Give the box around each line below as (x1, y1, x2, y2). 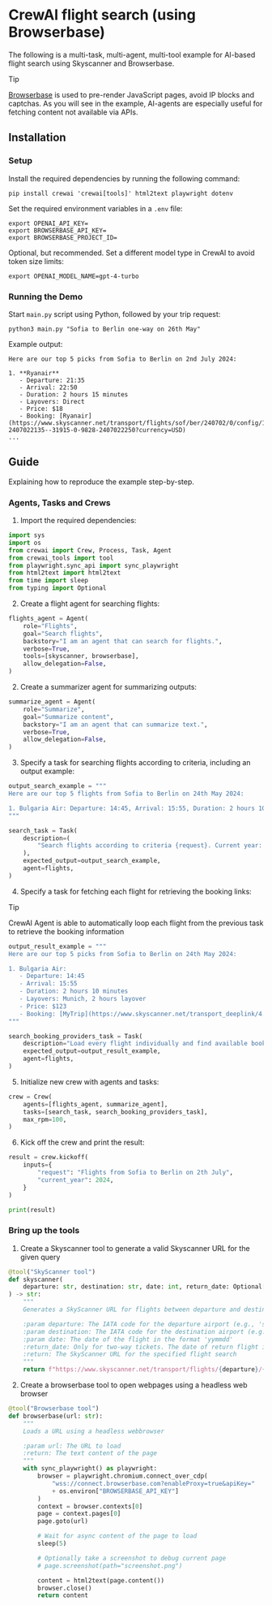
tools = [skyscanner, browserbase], (23, 652, 139, 660)
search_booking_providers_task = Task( (8, 1032, 143, 1041)
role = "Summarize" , (23, 705, 85, 713)
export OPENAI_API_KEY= (8, 219, 89, 227)
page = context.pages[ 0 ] (37, 1509, 121, 1518)
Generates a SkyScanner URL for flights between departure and (23, 1305, 241, 1314)
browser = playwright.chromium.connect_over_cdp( (37, 1472, 208, 1480)
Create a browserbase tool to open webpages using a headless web (19, 1380, 249, 1390)
